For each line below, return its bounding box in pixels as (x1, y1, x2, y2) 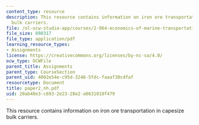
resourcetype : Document (6, 80, 65, 86)
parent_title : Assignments (6, 63, 73, 70)
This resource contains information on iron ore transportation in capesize (6, 107, 185, 114)
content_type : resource (6, 8, 65, 15)
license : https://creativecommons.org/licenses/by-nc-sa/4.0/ (6, 52, 163, 58)
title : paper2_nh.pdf (6, 85, 60, 91)
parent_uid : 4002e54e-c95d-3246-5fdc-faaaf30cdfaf (6, 74, 134, 80)
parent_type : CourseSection (6, 69, 76, 75)
